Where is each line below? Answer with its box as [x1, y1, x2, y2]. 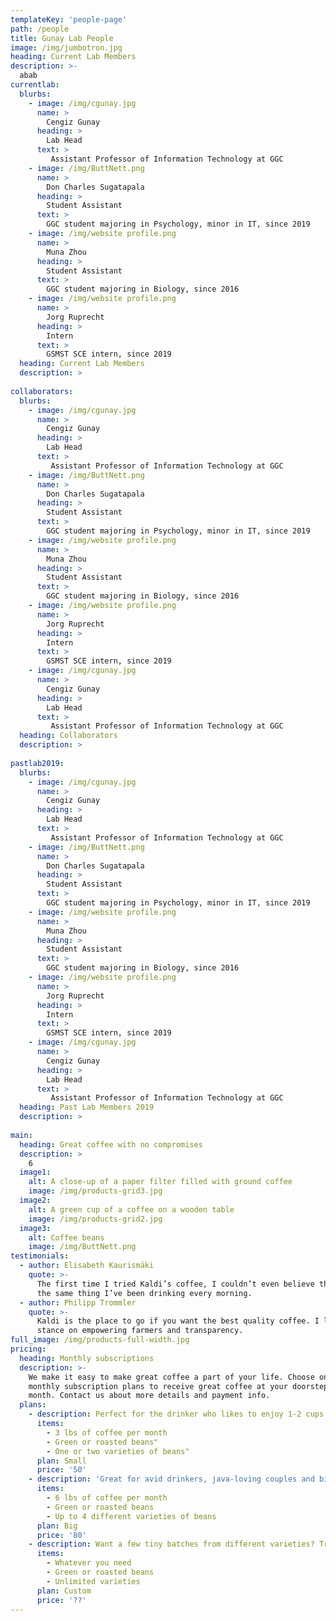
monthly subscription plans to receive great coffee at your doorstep [28, 1381, 329, 1391]
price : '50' [36, 1465, 87, 1475]
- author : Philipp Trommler [19, 1297, 137, 1308]
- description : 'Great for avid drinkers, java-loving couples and [28, 1474, 315, 1485]
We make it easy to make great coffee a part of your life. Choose [28, 1372, 315, 1382]
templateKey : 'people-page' [10, 14, 128, 25]
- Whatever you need [46, 1558, 132, 1568]
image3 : [19, 1223, 52, 1233]
